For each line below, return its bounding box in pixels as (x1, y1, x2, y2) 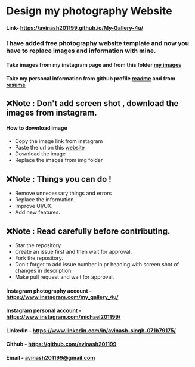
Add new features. (14, 209, 61, 216)
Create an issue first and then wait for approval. (14, 248, 132, 256)
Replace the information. (14, 196, 76, 203)
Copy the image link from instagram (14, 138, 103, 145)
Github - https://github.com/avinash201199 (6, 341, 117, 348)
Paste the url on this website (14, 144, 85, 151)
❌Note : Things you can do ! (6, 174, 112, 184)
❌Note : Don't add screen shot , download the (6, 98, 179, 108)
